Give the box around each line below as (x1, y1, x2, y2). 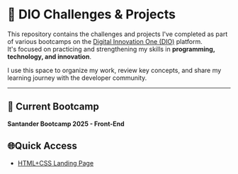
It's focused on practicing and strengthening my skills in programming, (7, 45, 215, 53)
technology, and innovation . (7, 52, 92, 61)
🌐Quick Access (7, 140, 78, 152)
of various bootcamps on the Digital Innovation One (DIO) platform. (7, 37, 203, 45)
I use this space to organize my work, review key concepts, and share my (7, 66, 222, 74)
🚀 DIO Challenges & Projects (7, 6, 176, 23)
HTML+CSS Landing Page (17, 158, 94, 167)
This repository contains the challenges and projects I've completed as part (7, 30, 228, 38)
